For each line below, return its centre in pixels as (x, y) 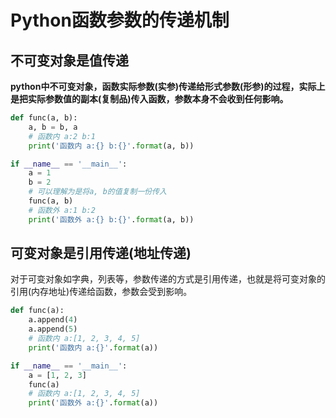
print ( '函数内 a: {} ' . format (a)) (93, 347)
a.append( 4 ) (53, 320)
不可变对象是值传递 (69, 60)
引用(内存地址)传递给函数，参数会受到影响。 (101, 292)
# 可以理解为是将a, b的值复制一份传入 (97, 192)
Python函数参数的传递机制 (120, 20)
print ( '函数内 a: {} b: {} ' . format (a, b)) (111, 146)
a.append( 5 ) (53, 329)
